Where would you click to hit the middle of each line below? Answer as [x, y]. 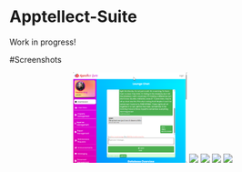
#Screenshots [35, 59]
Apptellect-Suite [74, 17]
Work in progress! [43, 42]
